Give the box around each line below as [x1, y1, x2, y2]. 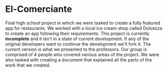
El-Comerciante [5, 3, 72, 15]
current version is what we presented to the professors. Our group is [5, 46, 147, 52]
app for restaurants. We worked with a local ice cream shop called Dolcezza [5, 25, 162, 31]
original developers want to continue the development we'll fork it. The [5, 41, 151, 47]
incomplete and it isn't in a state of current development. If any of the [5, 36, 149, 42]
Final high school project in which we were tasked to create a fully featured [5, 20, 160, 26]
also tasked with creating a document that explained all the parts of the [5, 57, 152, 63]
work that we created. [5, 62, 51, 68]
